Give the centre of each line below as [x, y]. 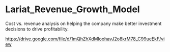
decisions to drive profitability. [37, 29]
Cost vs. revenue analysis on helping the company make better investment [83, 23]
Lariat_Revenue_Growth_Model [73, 9]
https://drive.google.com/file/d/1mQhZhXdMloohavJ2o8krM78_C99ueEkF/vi [85, 39]
